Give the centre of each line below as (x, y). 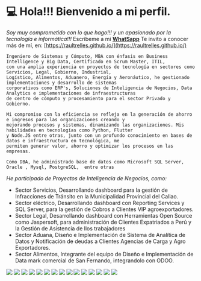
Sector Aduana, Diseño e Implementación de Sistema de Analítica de (100, 235)
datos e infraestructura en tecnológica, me (63, 140)
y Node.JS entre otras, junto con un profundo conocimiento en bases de (99, 135)
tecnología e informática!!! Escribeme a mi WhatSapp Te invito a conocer (97, 39)
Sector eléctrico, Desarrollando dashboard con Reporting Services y (100, 203)
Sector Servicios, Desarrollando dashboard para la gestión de (91, 190)
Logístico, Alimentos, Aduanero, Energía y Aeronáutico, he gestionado (98, 77)
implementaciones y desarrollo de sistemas (62, 83)
